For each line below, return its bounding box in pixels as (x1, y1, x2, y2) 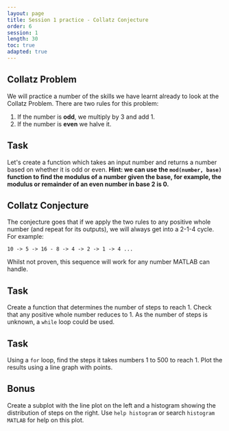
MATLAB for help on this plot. (7, 416, 84, 424)
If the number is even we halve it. (16, 119, 112, 128)
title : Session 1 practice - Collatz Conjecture (7, 16, 149, 23)
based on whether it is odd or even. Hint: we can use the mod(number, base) (7, 165, 222, 174)
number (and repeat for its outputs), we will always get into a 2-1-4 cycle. (7, 225, 215, 233)
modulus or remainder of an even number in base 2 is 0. (7, 180, 169, 188)
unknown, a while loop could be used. (7, 318, 115, 326)
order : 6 (7, 23, 32, 30)
